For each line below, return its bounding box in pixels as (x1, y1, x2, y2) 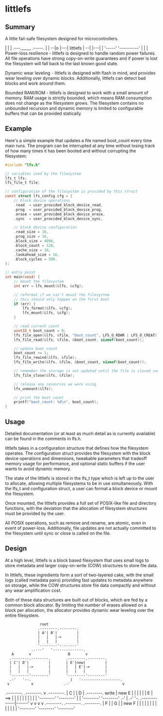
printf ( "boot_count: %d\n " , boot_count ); (14, 400, 98, 404)
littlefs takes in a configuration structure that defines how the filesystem (5, 445, 149, 451)
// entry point (5, 270, 36, 275)
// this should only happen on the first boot (14, 297, 110, 302)
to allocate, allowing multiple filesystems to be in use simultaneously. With (5, 480, 153, 486)
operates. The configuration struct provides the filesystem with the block (5, 450, 151, 456)
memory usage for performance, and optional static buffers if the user (5, 461, 146, 466)
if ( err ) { (14, 301, 36, 306)
